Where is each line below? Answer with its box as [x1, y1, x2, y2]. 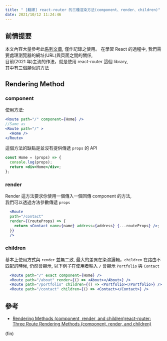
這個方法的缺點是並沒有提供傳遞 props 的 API [5, 145, 97, 151]
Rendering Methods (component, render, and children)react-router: [12, 315, 151, 321]
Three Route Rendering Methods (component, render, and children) [12, 321, 151, 327]
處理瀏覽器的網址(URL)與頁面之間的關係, [9, 52, 93, 58]
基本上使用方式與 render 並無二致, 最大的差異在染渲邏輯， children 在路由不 [5, 256, 161, 262]
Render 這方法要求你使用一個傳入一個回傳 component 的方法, [5, 193, 131, 199]
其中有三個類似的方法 [5, 65, 49, 71]
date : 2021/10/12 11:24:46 [5, 12, 61, 17]
